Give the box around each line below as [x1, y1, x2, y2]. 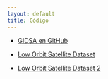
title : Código [7, 17, 49, 24]
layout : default [7, 10, 55, 18]
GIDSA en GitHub [17, 36, 68, 44]
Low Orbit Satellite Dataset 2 [17, 63, 101, 72]
